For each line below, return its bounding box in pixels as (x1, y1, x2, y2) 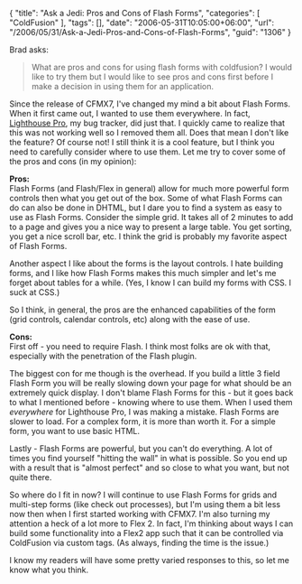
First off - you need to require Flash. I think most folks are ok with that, (9, 341, 271, 351)
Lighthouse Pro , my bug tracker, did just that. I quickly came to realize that (9, 117, 286, 128)
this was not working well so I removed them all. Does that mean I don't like (9, 127, 289, 138)
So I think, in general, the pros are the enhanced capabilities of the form (9, 304, 277, 315)
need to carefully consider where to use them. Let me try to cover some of (9, 146, 286, 157)
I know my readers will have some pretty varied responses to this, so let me (9, 555, 290, 565)
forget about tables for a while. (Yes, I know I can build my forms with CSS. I (9, 277, 291, 288)
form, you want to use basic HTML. (9, 426, 141, 436)
